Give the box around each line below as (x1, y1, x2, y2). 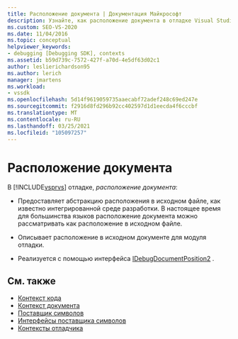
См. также (7, 274, 57, 287)
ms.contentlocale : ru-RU (7, 116, 81, 123)
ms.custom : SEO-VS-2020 (7, 23, 78, 30)
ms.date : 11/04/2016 (7, 30, 69, 38)
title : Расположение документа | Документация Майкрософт (7, 10, 182, 18)
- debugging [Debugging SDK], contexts (7, 50, 125, 57)
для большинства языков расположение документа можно (17, 212, 198, 221)
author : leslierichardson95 (7, 63, 91, 70)
